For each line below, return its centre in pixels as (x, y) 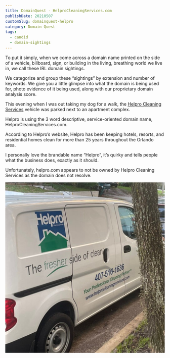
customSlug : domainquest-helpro (39, 21)
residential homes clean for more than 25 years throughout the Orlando (79, 139)
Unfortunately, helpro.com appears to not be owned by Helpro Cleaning (80, 170)
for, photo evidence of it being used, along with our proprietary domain (79, 89)
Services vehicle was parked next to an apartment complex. (68, 109)
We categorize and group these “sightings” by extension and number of (80, 78)
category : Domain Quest (30, 27)
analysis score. (21, 94)
